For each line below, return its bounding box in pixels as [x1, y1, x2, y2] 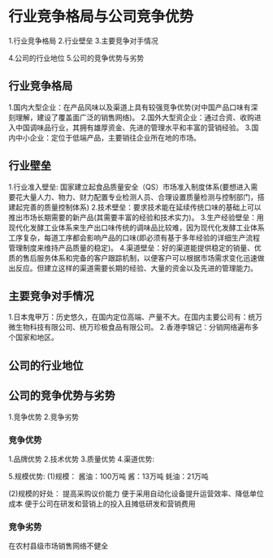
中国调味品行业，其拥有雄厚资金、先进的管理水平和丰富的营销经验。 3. [15, 123, 252, 132]
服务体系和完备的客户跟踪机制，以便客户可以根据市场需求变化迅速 [36, 253, 258, 262]
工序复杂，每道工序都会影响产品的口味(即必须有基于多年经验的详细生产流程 [8, 232, 261, 242]
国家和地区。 [15, 332, 58, 342]
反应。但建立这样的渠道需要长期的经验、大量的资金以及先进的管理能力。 [15, 263, 258, 273]
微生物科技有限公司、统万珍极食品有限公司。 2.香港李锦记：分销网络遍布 [8, 322, 252, 332]
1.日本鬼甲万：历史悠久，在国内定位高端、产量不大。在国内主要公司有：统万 [8, 312, 262, 322]
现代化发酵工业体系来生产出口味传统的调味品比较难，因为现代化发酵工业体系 [8, 223, 265, 232]
